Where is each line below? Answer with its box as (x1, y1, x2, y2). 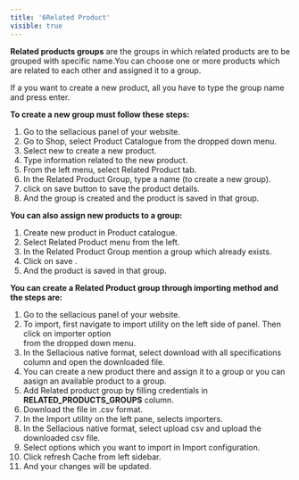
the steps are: (10, 292, 63, 302)
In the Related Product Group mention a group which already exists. (22, 246, 272, 257)
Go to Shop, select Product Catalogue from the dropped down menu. (22, 136, 278, 146)
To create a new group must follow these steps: (10, 109, 190, 120)
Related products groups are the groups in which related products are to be (10, 46, 291, 56)
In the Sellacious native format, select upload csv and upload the (22, 423, 262, 434)
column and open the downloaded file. (22, 356, 165, 367)
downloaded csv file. (22, 432, 101, 443)
